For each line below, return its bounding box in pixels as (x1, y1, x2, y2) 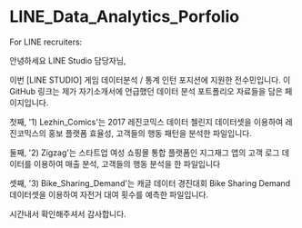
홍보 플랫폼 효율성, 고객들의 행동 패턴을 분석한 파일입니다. (48, 127, 252, 138)
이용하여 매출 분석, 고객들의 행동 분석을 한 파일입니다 (33, 158, 221, 169)
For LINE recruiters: (9, 36, 83, 47)
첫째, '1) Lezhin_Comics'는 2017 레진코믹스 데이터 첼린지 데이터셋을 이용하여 (9, 116, 284, 127)
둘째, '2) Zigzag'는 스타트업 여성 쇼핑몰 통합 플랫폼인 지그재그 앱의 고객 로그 (9, 147, 280, 158)
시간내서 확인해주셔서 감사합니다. (9, 208, 127, 219)
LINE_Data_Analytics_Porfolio (9, 6, 239, 27)
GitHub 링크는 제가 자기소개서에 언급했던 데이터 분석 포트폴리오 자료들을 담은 (9, 85, 284, 96)
